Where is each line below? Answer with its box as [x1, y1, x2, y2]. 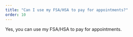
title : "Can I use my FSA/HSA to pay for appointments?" [5, 7, 128, 13]
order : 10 [5, 12, 26, 17]
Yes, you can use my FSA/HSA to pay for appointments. [5, 26, 122, 32]
